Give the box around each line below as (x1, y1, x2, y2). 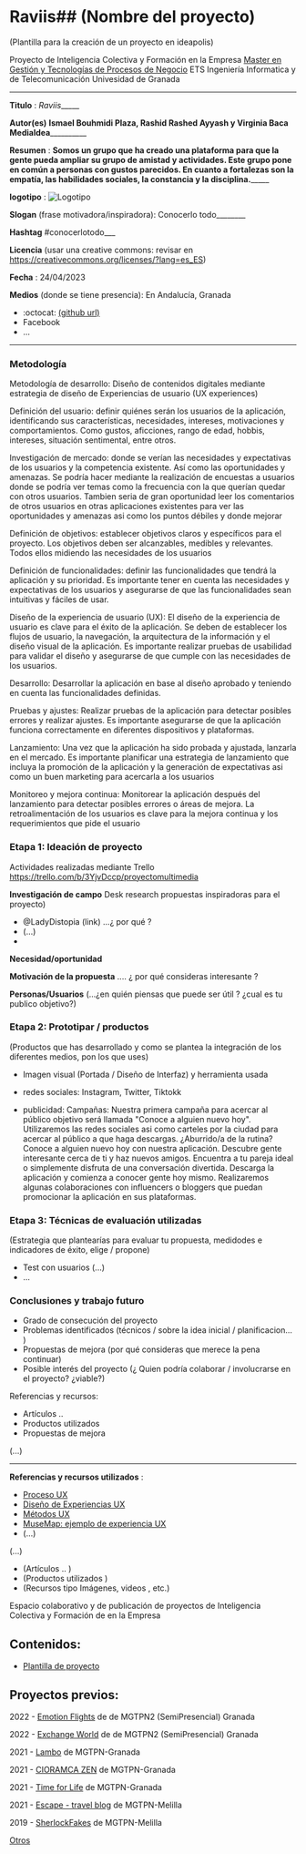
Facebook (22, 316, 61, 327)
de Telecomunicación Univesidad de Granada (9, 73, 180, 84)
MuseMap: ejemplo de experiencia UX (22, 1519, 167, 1530)
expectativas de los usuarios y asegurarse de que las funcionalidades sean (9, 585, 291, 596)
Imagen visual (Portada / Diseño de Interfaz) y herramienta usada (22, 1069, 269, 1080)
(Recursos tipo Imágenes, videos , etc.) (22, 1583, 170, 1593)
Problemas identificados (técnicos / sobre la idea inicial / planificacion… (22, 1325, 293, 1336)
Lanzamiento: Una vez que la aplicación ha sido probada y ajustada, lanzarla (9, 743, 297, 753)
